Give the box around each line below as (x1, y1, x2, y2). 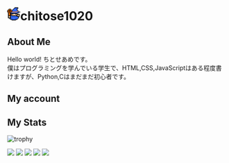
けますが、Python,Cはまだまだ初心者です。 (7, 73, 130, 80)
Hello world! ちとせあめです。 (7, 55, 92, 63)
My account (7, 93, 60, 105)
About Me (7, 35, 51, 48)
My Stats (7, 117, 47, 128)
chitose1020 (20, 8, 94, 24)
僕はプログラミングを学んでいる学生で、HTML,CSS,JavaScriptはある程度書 (7, 64, 222, 72)
